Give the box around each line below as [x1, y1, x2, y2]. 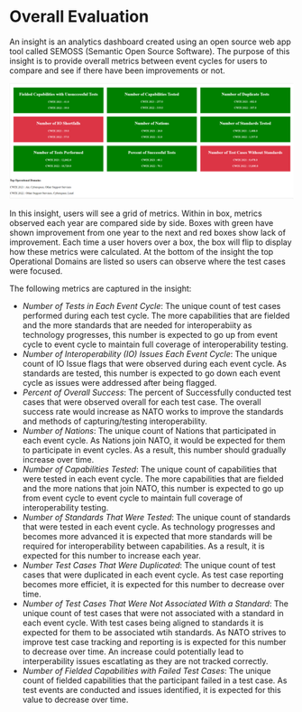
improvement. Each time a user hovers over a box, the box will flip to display [9, 237, 292, 248]
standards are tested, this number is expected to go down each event [22, 368, 281, 379]
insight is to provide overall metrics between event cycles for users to [9, 55, 268, 66]
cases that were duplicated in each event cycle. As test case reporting [22, 569, 284, 580]
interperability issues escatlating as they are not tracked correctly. [22, 655, 269, 666]
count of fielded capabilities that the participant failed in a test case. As [22, 675, 288, 686]
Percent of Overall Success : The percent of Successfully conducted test [22, 387, 292, 398]
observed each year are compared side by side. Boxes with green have [9, 217, 274, 228]
